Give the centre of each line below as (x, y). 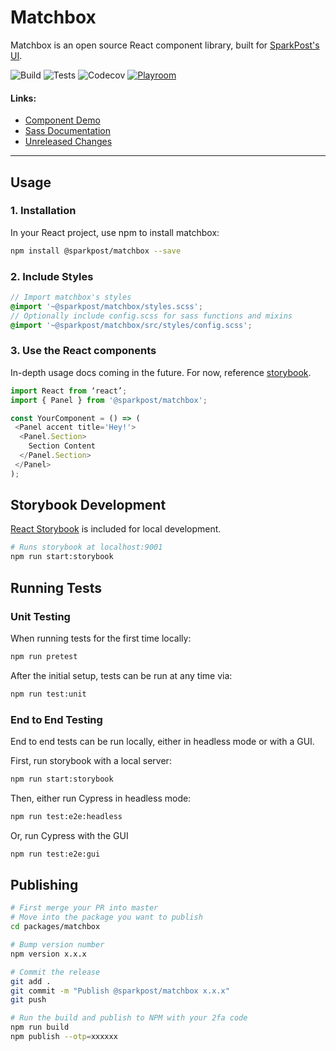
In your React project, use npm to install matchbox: (115, 232)
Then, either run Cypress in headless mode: (101, 798)
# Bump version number (57, 945)
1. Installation (43, 211)
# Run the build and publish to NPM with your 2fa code (129, 1018)
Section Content (62, 446)
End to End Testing (56, 719)
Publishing (44, 884)
